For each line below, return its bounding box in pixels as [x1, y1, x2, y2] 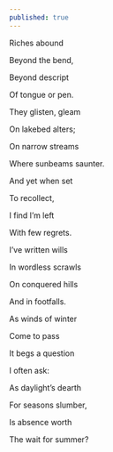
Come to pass [9, 330, 60, 341]
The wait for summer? [9, 433, 89, 445]
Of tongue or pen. [9, 89, 74, 100]
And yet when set [9, 175, 73, 186]
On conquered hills [9, 278, 79, 289]
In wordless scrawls [9, 262, 82, 272]
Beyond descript [9, 72, 69, 83]
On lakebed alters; [9, 124, 76, 134]
